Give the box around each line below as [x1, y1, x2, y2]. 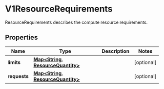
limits [7, 59, 21, 66]
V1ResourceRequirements [5, 3, 113, 15]
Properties [5, 33, 38, 42]
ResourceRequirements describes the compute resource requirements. [5, 19, 148, 25]
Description [102, 47, 130, 54]
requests [7, 73, 29, 79]
